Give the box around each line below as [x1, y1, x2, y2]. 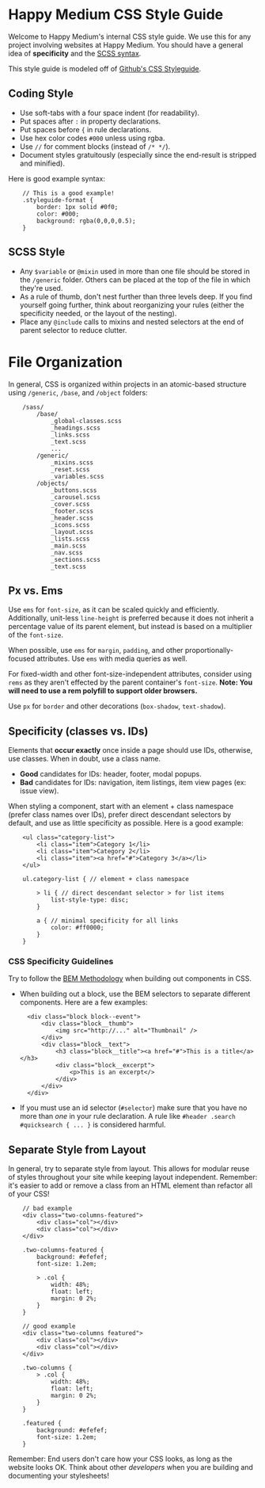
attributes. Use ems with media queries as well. [36, 654, 187, 663]
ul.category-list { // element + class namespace [22, 876, 190, 883]
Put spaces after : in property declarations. [19, 116, 161, 126]
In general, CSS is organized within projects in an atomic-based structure [8, 379, 247, 389]
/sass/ [22, 403, 44, 411]
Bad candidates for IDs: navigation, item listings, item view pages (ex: [19, 778, 247, 788]
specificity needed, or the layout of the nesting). [19, 308, 177, 318]
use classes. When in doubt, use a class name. [8, 754, 161, 764]
